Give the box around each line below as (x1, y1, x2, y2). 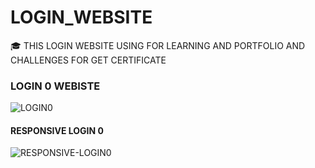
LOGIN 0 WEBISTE (10, 79, 101, 93)
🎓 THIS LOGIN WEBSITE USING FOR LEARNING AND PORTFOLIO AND (10, 39, 306, 51)
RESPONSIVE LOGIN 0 (10, 124, 104, 136)
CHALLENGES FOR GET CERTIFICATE (10, 54, 167, 66)
